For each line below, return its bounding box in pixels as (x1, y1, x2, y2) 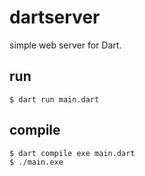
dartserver (9, 6, 101, 29)
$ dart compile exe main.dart (9, 148, 136, 158)
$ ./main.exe (9, 157, 64, 167)
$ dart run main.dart (9, 94, 100, 105)
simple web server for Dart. (9, 39, 122, 51)
